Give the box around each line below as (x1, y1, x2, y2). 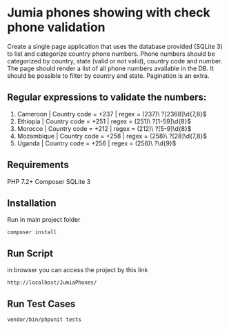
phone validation (7, 19, 106, 35)
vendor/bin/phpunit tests (7, 316, 81, 323)
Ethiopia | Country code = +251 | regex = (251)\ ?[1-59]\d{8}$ (17, 117, 192, 125)
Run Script (7, 247, 54, 259)
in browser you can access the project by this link (7, 266, 148, 274)
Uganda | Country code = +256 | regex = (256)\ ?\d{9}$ (17, 139, 177, 147)
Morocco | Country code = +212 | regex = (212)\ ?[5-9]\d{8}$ (17, 124, 192, 132)
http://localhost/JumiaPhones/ (7, 279, 97, 287)
